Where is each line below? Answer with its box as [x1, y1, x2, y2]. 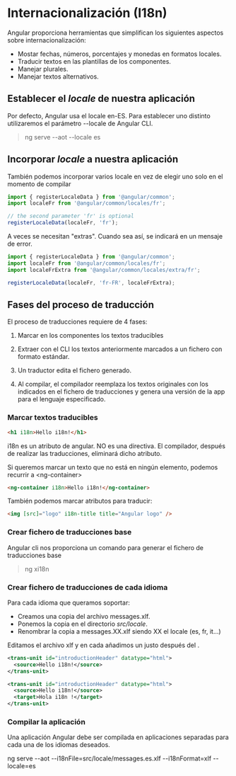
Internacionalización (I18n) [7, 5, 167, 21]
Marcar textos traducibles [7, 413, 98, 423]
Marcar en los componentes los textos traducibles [17, 331, 164, 340]
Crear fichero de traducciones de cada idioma [7, 582, 168, 592]
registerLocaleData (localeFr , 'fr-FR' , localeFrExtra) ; [7, 279, 175, 286]
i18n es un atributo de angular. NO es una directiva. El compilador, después [7, 441, 226, 450]
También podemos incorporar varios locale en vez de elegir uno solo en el [7, 172, 223, 181]
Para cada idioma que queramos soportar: [7, 598, 131, 607]
